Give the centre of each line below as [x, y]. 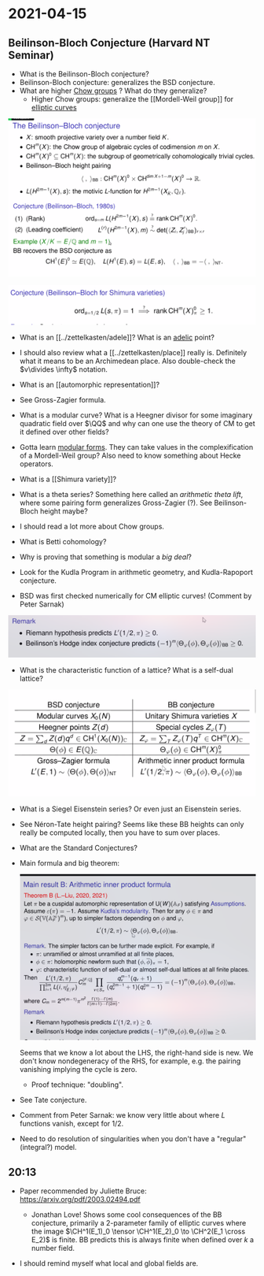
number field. [53, 1248]
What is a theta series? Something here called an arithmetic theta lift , [131, 495]
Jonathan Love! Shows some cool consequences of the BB [126, 1215]
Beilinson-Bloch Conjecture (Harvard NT [109, 43]
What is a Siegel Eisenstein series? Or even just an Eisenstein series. [130, 809]
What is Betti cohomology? [63, 542]
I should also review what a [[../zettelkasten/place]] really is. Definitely [133, 353]
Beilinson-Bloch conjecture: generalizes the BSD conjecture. [117, 82]
